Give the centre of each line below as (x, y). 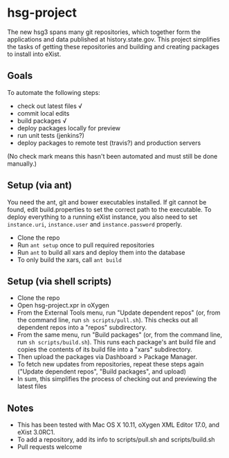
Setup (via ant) (40, 185)
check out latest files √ (50, 106)
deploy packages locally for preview (69, 128)
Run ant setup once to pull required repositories (86, 245)
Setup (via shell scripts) (59, 281)
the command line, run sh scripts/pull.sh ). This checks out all (108, 320)
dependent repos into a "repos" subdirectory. (82, 328)
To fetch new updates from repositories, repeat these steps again (110, 364)
